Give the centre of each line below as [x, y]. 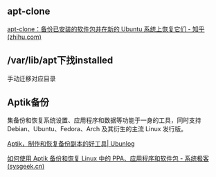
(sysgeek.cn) [26, 167]
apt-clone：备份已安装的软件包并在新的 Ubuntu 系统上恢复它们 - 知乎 [106, 29]
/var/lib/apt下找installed [60, 61]
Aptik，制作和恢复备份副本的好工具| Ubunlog [71, 144]
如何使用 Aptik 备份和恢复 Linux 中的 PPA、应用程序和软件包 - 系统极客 [108, 158]
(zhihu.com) [24, 37]
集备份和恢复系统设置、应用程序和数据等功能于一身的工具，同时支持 [104, 120]
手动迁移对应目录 [31, 78]
